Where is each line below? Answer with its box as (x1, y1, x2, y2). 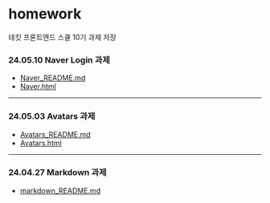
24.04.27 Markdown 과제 (8, 167, 107, 178)
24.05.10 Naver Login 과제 (8, 54, 111, 65)
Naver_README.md (19, 73, 86, 83)
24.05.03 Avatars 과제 (8, 111, 96, 122)
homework (8, 5, 82, 23)
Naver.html (19, 82, 56, 91)
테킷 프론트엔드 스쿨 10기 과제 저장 (8, 32, 117, 42)
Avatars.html (19, 138, 62, 148)
